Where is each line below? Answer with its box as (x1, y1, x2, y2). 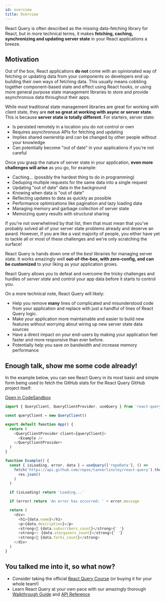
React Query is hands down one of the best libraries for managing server (5, 251, 153, 257)
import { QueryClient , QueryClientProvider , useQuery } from (5, 404, 133, 409)
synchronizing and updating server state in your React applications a (5, 35, 147, 42)
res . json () (18, 472, 41, 477)
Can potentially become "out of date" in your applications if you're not (12, 145, 154, 150)
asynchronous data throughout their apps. (5, 94, 90, 100)
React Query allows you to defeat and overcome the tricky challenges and (5, 271, 155, 277)
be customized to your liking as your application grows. (5, 261, 118, 267)
